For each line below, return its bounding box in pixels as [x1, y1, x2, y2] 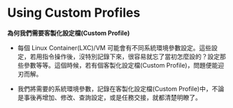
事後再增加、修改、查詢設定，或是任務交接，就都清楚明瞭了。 [23, 93, 202, 102]
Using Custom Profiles [7, 5, 141, 21]
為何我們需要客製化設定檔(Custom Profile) [7, 29, 130, 37]
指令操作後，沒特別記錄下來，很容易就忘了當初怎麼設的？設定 [41, 52, 220, 61]
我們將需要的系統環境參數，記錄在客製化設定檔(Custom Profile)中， [17, 84, 212, 93]
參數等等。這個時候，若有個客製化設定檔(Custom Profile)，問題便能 [23, 61, 218, 69]
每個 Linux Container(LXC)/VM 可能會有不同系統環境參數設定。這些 [17, 43, 212, 52]
